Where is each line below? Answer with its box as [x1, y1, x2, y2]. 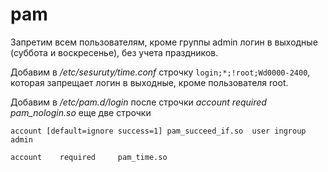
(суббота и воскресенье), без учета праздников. [10, 46, 219, 58]
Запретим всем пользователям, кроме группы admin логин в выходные [10, 36, 318, 48]
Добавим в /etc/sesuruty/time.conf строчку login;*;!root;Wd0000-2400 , [10, 66, 311, 78]
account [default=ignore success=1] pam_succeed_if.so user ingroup [10, 126, 307, 136]
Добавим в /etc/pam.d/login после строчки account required [10, 96, 267, 108]
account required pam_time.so [10, 152, 168, 162]
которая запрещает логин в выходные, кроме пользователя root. [10, 76, 289, 88]
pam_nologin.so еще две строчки [10, 106, 152, 118]
